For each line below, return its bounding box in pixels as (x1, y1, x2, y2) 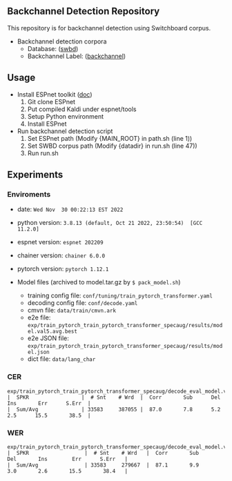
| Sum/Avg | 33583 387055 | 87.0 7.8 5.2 (7, 406, 221, 413)
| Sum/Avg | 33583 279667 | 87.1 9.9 (7, 462, 199, 469)
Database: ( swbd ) (27, 44, 79, 52)
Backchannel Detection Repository (7, 6, 160, 17)
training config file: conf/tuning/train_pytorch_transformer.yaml (27, 291, 213, 300)
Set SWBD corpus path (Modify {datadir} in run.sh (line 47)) (27, 141, 198, 150)
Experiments (7, 169, 64, 181)
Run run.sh (27, 148, 59, 157)
